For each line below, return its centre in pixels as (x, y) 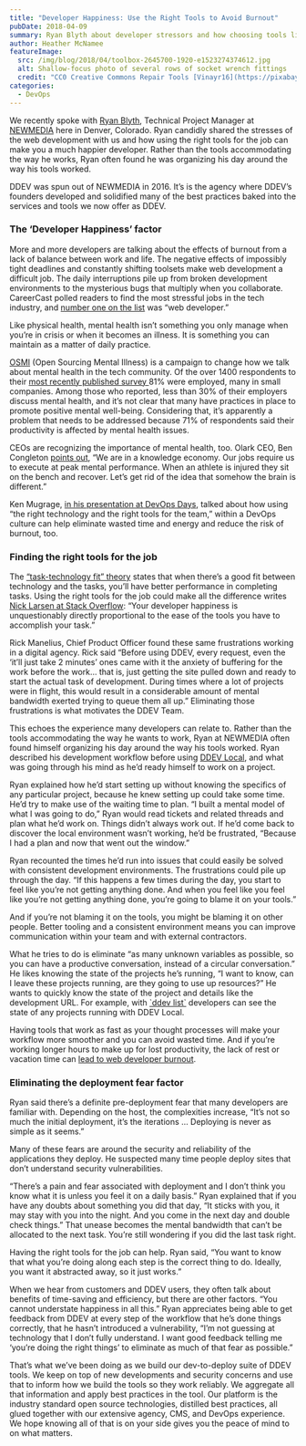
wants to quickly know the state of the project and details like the (132, 993)
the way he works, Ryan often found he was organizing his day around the (149, 159)
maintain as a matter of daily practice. (80, 344)
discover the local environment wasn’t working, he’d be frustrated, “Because (153, 833)
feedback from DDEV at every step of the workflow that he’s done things (146, 1318)
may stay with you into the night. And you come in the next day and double (150, 1215)
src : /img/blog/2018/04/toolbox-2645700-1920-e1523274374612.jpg (144, 60)
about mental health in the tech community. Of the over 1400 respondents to (153, 371)
